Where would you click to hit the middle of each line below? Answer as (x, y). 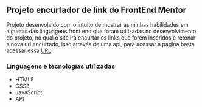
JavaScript (29, 92)
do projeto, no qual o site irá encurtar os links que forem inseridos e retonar (101, 37)
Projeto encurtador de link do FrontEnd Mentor (96, 10)
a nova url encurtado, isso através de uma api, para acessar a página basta (100, 44)
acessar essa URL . (30, 50)
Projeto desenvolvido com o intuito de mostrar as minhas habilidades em (97, 24)
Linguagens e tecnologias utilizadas (61, 66)
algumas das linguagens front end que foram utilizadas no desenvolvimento (101, 31)
